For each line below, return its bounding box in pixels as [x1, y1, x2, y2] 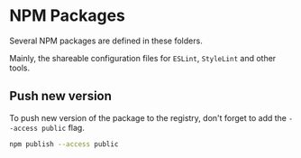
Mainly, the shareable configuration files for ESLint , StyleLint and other [9, 52, 277, 63]
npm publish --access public [9, 139, 119, 149]
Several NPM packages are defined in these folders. [9, 35, 203, 46]
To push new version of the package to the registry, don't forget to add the [9, 112, 287, 123]
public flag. [41, 122, 86, 133]
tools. [9, 62, 31, 73]
